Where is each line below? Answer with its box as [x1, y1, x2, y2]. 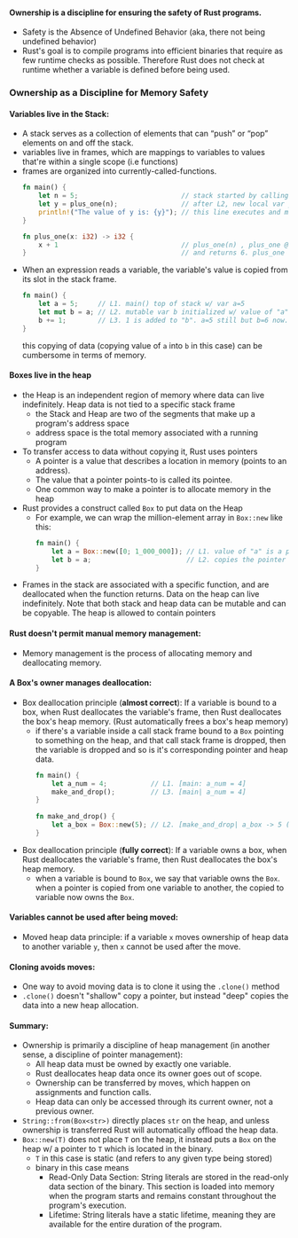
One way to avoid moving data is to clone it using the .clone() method [21, 981, 280, 992]
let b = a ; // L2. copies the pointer [51, 555, 286, 564]
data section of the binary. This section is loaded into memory [48, 1181, 275, 1192]
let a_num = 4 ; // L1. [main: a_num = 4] [51, 779, 247, 788]
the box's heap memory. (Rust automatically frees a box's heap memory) [21, 716, 289, 726]
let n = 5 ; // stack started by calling [38, 192, 289, 200]
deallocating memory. [21, 657, 102, 668]
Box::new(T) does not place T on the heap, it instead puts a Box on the [21, 1134, 277, 1145]
